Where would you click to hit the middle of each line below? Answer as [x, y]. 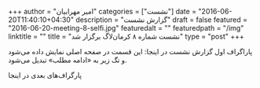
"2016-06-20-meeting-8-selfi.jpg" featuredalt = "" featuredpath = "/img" [126, 28]
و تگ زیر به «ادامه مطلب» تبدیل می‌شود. [68, 60]
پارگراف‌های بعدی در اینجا [45, 75]
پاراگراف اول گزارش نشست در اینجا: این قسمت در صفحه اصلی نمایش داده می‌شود [130, 51]
